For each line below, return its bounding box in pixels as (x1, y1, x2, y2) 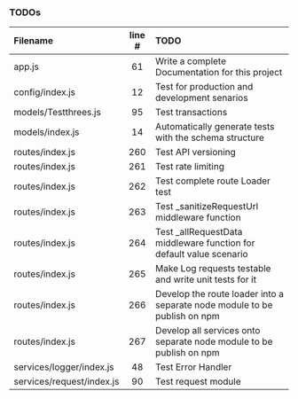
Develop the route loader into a (154, 288, 284, 301)
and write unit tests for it (154, 273, 257, 286)
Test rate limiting (154, 160, 224, 173)
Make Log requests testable (154, 262, 271, 275)
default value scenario (154, 248, 248, 261)
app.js (13, 60, 40, 73)
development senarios (154, 91, 248, 104)
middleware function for (154, 237, 255, 249)
